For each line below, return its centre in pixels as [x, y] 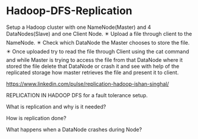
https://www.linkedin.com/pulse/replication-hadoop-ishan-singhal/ [88, 84]
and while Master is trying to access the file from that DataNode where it [95, 59]
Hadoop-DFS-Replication [69, 11]
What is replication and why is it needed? [56, 107]
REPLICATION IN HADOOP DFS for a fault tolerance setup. [77, 95]
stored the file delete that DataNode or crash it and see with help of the [93, 66]
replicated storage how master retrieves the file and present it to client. [92, 72]
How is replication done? [36, 118]
